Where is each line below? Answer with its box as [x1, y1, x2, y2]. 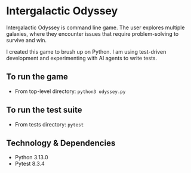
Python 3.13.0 [14, 154, 48, 161]
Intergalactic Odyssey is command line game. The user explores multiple [6, 24, 185, 31]
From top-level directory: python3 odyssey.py [14, 88, 126, 95]
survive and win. [6, 36, 47, 44]
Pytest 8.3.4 [14, 160, 45, 168]
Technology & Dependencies [6, 138, 116, 148]
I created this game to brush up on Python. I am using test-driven [6, 48, 167, 55]
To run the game [6, 72, 69, 82]
